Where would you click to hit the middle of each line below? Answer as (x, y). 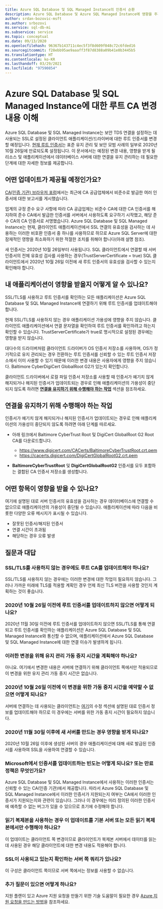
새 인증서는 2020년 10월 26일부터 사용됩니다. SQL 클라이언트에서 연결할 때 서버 (81, 249)
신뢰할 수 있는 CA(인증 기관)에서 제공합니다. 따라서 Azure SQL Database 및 (77, 788)
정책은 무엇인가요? (25, 770)
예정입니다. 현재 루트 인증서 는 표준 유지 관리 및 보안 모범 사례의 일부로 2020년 (84, 144)
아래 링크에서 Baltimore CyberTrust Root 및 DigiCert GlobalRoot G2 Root (83, 435)
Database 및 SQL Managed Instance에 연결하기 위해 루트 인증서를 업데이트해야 (81, 303)
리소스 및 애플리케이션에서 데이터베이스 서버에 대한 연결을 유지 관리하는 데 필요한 (81, 157)
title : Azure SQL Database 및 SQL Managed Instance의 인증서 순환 (70, 9)
